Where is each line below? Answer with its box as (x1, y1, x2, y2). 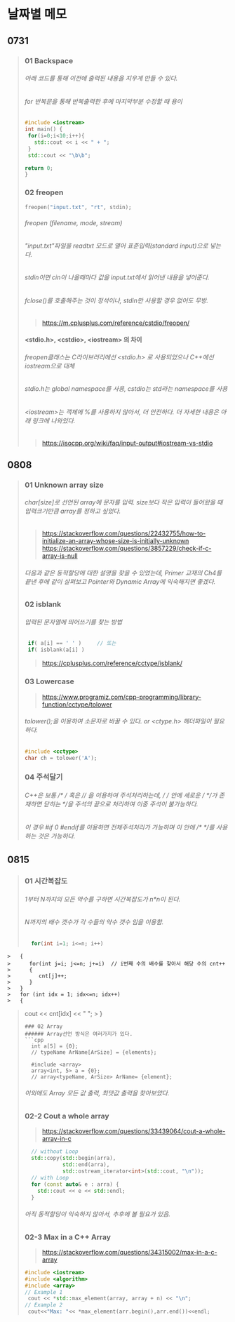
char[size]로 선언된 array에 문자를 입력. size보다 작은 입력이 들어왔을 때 (24, 498, 223, 507)
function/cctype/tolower (41, 700, 112, 709)
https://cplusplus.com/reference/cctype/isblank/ (41, 659, 183, 667)
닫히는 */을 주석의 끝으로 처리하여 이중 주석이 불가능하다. (43, 799, 199, 808)
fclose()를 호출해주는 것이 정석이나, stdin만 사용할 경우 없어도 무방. (24, 296, 208, 305)
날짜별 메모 (7, 6, 67, 22)
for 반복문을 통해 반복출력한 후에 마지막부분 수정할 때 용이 (24, 97, 182, 105)
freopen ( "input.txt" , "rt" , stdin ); (24, 203, 132, 211)
